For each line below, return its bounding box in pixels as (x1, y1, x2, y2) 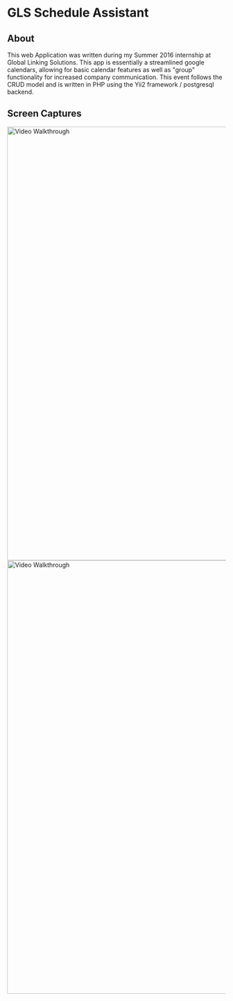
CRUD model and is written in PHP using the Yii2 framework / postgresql (7, 80, 214, 88)
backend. (7, 88, 34, 96)
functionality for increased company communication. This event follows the (7, 73, 223, 81)
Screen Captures (7, 108, 82, 119)
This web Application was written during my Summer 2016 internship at (7, 51, 212, 59)
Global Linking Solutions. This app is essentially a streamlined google (7, 58, 205, 67)
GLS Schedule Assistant (7, 5, 149, 21)
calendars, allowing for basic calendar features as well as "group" (7, 66, 196, 74)
